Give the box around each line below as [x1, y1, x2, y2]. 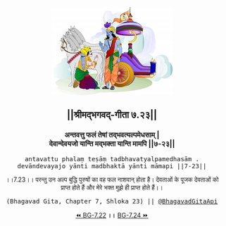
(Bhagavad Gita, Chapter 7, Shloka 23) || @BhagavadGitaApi [6, 197, 218, 205]
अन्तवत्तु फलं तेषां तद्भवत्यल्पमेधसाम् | [64, 130, 160, 140]
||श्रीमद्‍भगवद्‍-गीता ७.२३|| [66, 109, 158, 121]
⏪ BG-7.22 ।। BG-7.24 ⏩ [75, 211, 149, 219]
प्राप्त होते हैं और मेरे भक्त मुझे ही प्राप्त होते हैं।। [61, 183, 163, 192]
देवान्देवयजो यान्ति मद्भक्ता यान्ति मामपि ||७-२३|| [49, 139, 175, 149]
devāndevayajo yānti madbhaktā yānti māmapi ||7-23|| [17, 162, 207, 170]
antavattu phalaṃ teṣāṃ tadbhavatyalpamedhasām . [24, 155, 200, 163]
